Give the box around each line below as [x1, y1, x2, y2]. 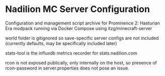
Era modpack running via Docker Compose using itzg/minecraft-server [5, 25, 152, 31]
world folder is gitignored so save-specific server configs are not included [5, 35, 159, 41]
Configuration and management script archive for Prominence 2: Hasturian [5, 20, 160, 26]
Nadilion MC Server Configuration [5, 3, 150, 15]
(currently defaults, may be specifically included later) [5, 40, 117, 46]
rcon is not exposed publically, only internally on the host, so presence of [5, 59, 157, 65]
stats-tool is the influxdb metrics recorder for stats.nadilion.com [5, 50, 137, 56]
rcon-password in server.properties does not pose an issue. [5, 65, 129, 71]
